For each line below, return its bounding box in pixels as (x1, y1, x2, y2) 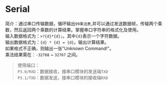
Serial (5, 3, 30, 15)
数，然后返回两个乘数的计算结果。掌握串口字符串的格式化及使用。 (5, 26, 141, 33)
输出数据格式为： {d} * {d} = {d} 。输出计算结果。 (5, 39, 109, 45)
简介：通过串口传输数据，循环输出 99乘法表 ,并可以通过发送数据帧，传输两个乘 (5, 20, 162, 26)
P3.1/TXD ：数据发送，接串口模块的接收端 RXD (17, 75, 108, 81)
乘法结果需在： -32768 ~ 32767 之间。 (5, 51, 80, 58)
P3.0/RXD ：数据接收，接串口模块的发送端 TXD (17, 68, 108, 74)
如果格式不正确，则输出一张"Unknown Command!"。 (5, 45, 114, 51)
